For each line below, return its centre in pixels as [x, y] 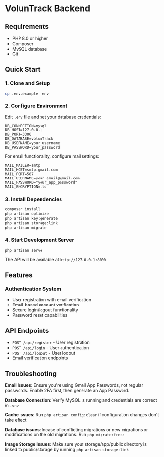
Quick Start [23, 69]
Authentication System [33, 289]
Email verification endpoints [40, 358]
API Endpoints [27, 331]
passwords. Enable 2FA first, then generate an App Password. [67, 391]
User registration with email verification [52, 300]
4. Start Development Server [40, 240]
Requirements [27, 27]
